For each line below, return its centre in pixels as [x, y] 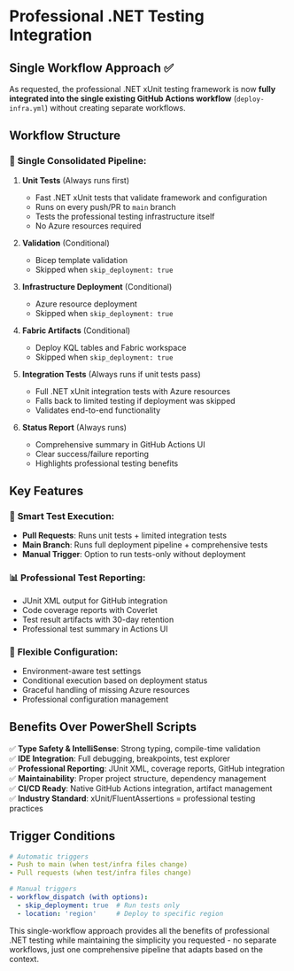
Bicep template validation [81, 260]
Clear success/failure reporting [92, 454]
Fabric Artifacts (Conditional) [76, 330]
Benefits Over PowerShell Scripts [103, 727]
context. [24, 959]
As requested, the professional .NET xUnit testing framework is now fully [143, 89]
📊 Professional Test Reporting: [77, 578]
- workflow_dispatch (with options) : [79, 897]
